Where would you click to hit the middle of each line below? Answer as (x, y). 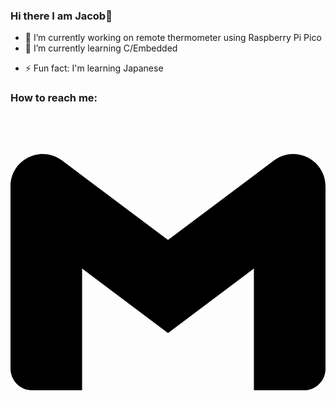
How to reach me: (54, 98)
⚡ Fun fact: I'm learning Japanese (94, 68)
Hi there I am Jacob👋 (61, 16)
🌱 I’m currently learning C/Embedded (101, 48)
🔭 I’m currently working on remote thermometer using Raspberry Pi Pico (173, 38)
